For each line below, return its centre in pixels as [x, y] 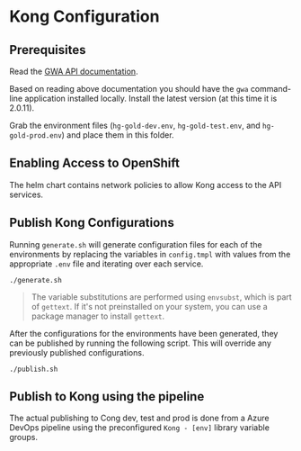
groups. [24, 437]
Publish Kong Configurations [92, 223]
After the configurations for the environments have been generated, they [144, 333]
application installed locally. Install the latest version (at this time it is [151, 98]
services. [26, 194]
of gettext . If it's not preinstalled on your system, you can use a [149, 306]
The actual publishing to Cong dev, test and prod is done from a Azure [139, 418]
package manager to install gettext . [98, 316]
